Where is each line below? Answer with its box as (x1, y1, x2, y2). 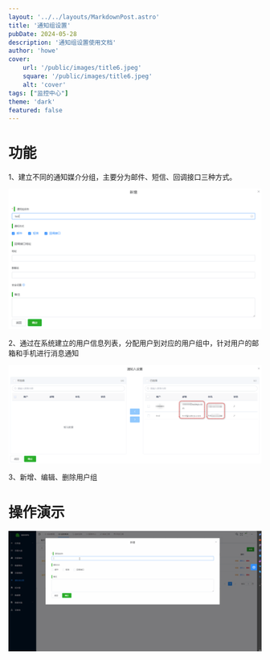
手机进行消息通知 (22, 348, 79, 357)
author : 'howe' (8, 47, 59, 55)
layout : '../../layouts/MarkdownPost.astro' (8, 13, 160, 21)
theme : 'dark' (8, 97, 56, 106)
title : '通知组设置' (8, 21, 71, 30)
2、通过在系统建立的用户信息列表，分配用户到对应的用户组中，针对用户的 (8, 338, 252, 348)
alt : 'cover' (22, 80, 67, 88)
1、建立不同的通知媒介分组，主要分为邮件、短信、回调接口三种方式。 (8, 173, 237, 182)
